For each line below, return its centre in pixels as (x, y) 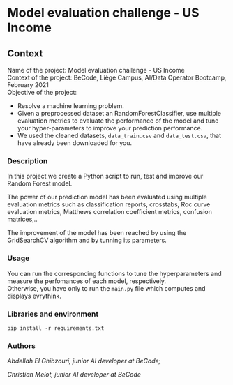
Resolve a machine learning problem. (70, 106)
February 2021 (28, 85)
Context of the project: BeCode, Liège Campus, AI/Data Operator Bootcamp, (117, 77)
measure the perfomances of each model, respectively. (87, 281)
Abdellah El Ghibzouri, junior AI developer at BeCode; (84, 361)
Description (28, 160)
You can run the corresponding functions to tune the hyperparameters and (114, 273)
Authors (22, 345)
